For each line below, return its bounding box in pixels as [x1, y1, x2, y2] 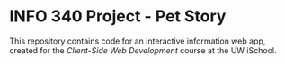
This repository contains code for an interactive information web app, [9, 36, 266, 46]
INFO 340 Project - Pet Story [9, 6, 227, 27]
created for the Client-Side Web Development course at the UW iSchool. [9, 44, 277, 55]
